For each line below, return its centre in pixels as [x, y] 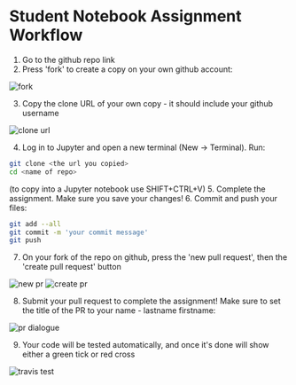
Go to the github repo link [68, 59]
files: [18, 208]
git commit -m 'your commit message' [79, 232]
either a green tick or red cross [78, 354]
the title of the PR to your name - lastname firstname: [119, 310]
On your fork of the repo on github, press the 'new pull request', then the [155, 257]
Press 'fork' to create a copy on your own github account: [127, 69]
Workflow [46, 35]
